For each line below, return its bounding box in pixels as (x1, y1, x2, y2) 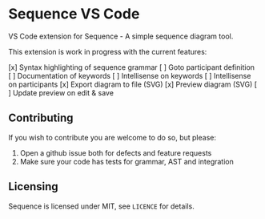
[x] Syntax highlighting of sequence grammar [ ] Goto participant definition (8, 62, 255, 72)
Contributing (8, 112, 74, 125)
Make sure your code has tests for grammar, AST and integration (19, 156, 235, 166)
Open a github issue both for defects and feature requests (19, 148, 212, 157)
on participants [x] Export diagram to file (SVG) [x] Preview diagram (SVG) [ (8, 79, 258, 89)
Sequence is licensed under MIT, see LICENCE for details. (8, 201, 195, 211)
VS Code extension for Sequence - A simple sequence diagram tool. (8, 31, 234, 41)
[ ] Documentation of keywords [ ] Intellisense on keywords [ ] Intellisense (8, 71, 251, 80)
